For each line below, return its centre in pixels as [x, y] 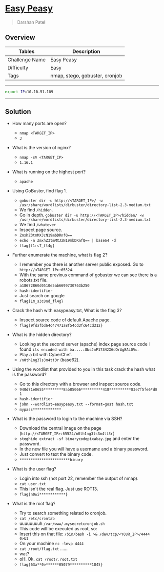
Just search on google [42, 296]
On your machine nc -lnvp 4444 [51, 544]
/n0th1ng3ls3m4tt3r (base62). [49, 360]
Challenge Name [27, 59]
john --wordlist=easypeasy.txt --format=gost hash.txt [76, 404]
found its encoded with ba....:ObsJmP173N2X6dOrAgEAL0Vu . [79, 349]
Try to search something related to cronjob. [63, 513]
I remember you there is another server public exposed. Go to [82, 264]
